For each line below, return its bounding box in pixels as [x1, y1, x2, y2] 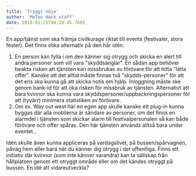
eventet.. [14, 128, 36, 135]
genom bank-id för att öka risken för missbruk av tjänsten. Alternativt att [14, 84, 190, 92]
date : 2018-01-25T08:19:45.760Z [6, 19, 85, 25]
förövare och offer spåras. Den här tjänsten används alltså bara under [14, 121, 183, 129]
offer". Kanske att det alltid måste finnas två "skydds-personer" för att [14, 72, 184, 79]
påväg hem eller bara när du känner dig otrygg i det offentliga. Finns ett [6, 145, 179, 153]
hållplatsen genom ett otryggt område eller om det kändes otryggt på [6, 158, 173, 165]
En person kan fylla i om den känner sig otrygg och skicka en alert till [14, 53, 182, 60]
